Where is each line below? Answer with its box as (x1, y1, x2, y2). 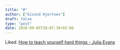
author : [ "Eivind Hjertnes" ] (5, 12, 65, 17)
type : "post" (5, 21, 32, 26)
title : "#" (5, 7, 28, 12)
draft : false (5, 16, 32, 21)
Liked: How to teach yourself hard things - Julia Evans (5, 39, 115, 45)
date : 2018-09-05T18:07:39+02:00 (5, 26, 74, 31)
